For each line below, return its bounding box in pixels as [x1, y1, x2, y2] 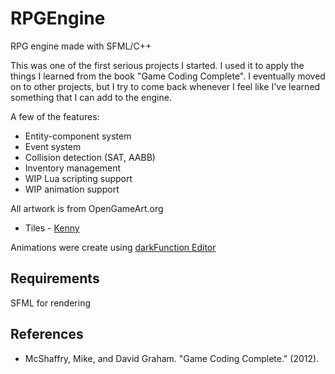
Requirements [10, 270, 100, 287]
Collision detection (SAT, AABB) [24, 151, 156, 163]
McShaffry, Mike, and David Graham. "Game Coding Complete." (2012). [24, 352, 320, 364]
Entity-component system [24, 130, 132, 142]
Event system [24, 140, 82, 152]
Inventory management [24, 162, 122, 174]
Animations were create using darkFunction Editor [10, 241, 217, 253]
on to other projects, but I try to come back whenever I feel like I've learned [10, 80, 321, 92]
